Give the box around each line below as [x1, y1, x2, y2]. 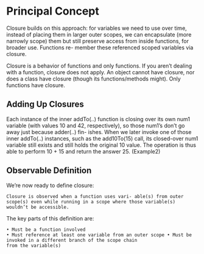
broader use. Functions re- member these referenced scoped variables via [6, 44, 194, 51]
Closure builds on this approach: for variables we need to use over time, [6, 24, 187, 32]
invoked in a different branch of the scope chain [6, 237, 138, 243]
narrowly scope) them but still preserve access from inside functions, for [6, 37, 189, 44]
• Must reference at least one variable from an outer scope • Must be [6, 231, 192, 238]
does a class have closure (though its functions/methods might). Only [6, 75, 181, 82]
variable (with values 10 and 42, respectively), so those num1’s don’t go [6, 122, 185, 129]
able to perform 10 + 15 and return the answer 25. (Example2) [6, 147, 161, 155]
